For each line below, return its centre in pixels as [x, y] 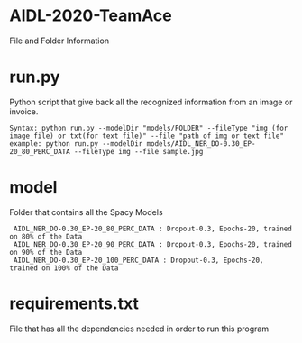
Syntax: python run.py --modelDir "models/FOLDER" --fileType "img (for [149, 128]
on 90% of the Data [46, 252]
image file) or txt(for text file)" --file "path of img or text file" [146, 136]
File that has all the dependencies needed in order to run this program [139, 329]
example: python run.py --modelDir [76, 144]
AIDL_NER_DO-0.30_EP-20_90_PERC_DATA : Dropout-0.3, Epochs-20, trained [153, 244]
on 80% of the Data [46, 236]
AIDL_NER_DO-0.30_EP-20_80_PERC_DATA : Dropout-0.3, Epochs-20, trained [153, 229]
